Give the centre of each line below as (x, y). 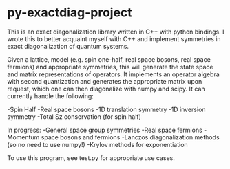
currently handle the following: (51, 96)
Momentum (23, 137)
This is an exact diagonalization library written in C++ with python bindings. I (116, 32)
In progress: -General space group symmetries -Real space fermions (105, 130)
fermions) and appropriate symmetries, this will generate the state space (110, 67)
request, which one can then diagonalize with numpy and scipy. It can (106, 89)
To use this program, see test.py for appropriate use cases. (91, 158)
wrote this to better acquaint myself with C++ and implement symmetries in (114, 38)
